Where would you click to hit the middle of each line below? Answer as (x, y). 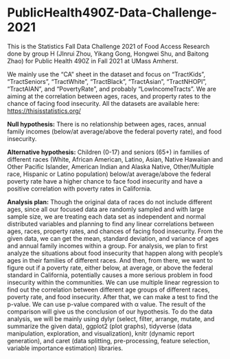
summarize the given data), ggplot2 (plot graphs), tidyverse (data (100, 326)
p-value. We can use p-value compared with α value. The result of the (106, 304)
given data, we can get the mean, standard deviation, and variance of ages (113, 238)
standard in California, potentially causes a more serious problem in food (110, 275)
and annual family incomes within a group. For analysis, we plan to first (107, 246)
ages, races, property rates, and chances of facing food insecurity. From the (115, 231)
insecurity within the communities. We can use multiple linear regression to (113, 282)
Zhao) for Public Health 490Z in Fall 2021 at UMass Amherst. (93, 61)
